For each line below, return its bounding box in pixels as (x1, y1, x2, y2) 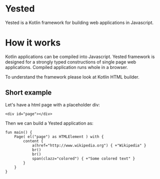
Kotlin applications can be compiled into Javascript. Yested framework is (5, 53, 155, 59)
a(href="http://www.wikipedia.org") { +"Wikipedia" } (31, 143, 146, 148)
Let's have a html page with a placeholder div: (5, 101, 100, 107)
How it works (5, 37, 61, 48)
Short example (5, 88, 52, 97)
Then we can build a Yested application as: (5, 120, 93, 126)
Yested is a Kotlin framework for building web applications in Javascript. (5, 19, 154, 25)
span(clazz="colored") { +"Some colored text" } (31, 156, 135, 161)
